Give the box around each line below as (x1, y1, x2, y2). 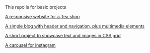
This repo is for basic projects (5, 4, 66, 10)
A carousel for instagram (5, 42, 56, 48)
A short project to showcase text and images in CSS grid (5, 33, 121, 38)
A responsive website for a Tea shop (5, 14, 80, 19)
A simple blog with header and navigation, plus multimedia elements (5, 23, 145, 29)
